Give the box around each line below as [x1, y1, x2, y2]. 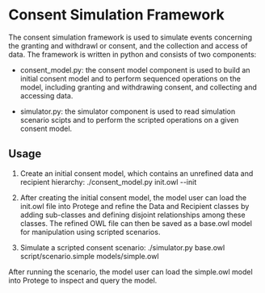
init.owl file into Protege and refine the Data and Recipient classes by [19, 201, 250, 211]
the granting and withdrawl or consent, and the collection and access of [8, 40, 248, 50]
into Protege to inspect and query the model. [8, 275, 158, 285]
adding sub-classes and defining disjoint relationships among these [19, 210, 246, 220]
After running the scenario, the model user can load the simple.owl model [8, 266, 253, 276]
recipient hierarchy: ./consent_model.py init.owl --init [19, 177, 197, 186]
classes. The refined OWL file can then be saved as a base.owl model [19, 218, 253, 228]
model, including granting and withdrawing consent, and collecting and [19, 82, 257, 92]
